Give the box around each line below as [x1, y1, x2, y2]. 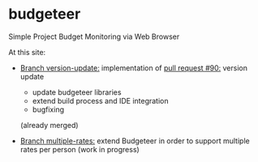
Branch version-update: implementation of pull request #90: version [19, 62, 247, 73]
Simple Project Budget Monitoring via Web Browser [8, 32, 180, 41]
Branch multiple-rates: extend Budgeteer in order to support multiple [19, 135, 250, 146]
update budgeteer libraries [32, 87, 122, 97]
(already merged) [19, 120, 79, 130]
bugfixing [32, 104, 65, 114]
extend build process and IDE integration [32, 96, 169, 105]
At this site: [8, 47, 46, 57]
